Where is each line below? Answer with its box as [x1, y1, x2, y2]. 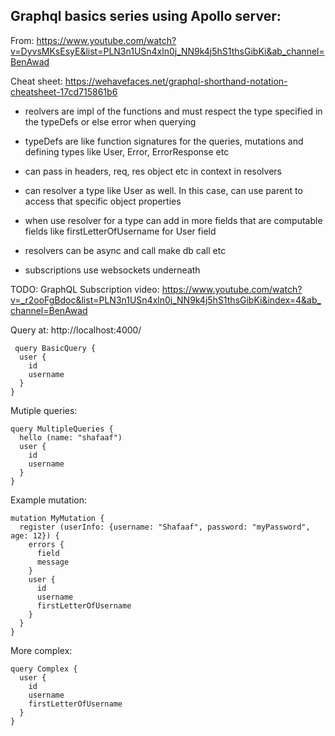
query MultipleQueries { [10, 424, 114, 434]
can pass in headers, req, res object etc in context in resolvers [24, 165, 282, 177]
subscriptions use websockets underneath [24, 264, 201, 276]
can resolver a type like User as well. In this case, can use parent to [24, 184, 303, 196]
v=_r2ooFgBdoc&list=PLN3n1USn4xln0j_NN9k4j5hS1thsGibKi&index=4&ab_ [10, 294, 322, 306]
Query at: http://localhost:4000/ [10, 324, 142, 336]
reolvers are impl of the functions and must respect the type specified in [24, 105, 323, 117]
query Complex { [10, 664, 78, 674]
